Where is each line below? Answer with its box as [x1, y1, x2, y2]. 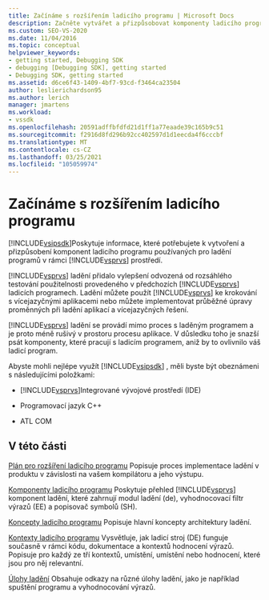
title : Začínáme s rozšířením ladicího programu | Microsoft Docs [8, 11, 235, 20]
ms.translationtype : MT [8, 138, 88, 146]
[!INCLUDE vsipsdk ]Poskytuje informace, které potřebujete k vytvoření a [8, 238, 246, 248]
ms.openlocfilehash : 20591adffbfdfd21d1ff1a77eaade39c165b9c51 [8, 123, 224, 131]
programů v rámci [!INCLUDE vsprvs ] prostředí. [8, 255, 163, 265]
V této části [8, 439, 66, 453]
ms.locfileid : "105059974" [8, 161, 98, 169]
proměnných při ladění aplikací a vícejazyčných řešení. [8, 305, 189, 314]
